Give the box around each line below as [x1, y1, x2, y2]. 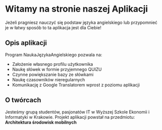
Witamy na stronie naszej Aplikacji [5, 3, 148, 15]
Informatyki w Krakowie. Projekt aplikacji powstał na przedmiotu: [5, 114, 135, 120]
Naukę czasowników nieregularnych [12, 76, 85, 82]
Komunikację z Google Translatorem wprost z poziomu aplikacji [12, 82, 140, 88]
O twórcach [5, 96, 41, 104]
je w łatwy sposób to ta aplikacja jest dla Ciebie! [5, 24, 101, 30]
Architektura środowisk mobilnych [5, 119, 77, 125]
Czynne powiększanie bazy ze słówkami [12, 72, 94, 77]
